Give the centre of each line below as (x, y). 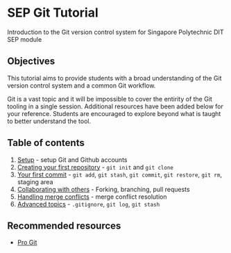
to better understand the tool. (49, 121)
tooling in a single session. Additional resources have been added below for (115, 106)
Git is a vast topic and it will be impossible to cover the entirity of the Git (110, 99)
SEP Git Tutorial (53, 13)
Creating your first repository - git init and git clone (95, 167)
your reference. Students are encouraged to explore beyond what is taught (114, 113)
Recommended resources (64, 226)
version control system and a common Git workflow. (82, 85)
